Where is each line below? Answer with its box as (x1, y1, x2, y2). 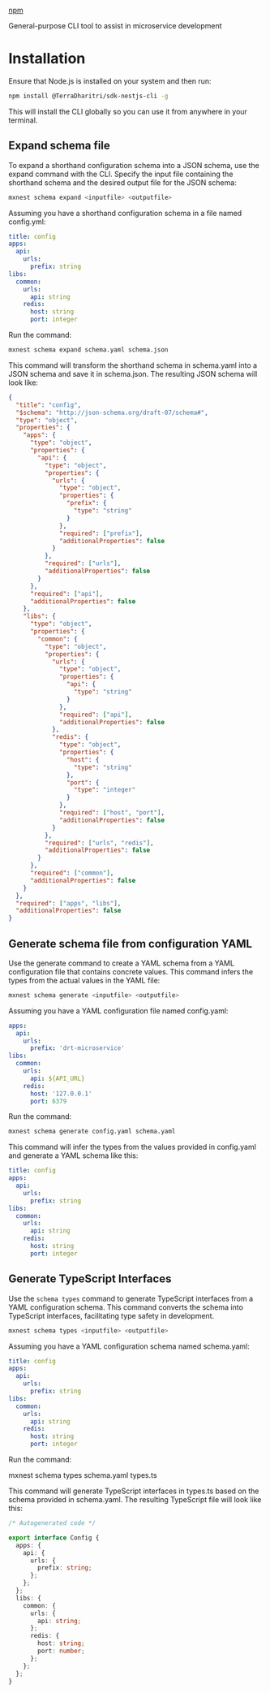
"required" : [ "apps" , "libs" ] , (15, 899, 122, 907)
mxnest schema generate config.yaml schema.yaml (8, 1127, 176, 1136)
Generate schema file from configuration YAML (8, 936, 253, 951)
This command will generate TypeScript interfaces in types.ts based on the (8, 1486, 259, 1496)
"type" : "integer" (73, 786, 136, 794)
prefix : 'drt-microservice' (29, 1044, 126, 1052)
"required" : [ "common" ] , (29, 869, 114, 877)
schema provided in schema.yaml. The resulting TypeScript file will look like (8, 1495, 262, 1504)
